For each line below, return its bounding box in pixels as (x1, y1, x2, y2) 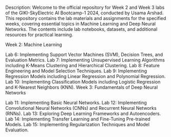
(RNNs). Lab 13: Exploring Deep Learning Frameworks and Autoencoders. (5, 110, 161, 116)
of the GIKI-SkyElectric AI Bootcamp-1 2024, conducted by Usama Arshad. (5, 10, 164, 16)
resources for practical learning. (5, 32, 73, 37)
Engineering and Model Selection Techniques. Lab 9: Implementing (5, 68, 147, 74)
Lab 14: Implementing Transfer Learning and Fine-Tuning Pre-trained (5, 116, 150, 122)
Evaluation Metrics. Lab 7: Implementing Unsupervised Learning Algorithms (5, 57, 165, 63)
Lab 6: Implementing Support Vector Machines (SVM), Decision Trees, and (5, 51, 163, 57)
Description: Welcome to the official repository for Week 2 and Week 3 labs (5, 5, 165, 10)
